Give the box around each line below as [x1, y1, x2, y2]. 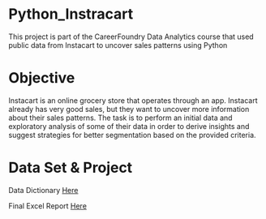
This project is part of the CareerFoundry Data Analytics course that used [8, 32, 254, 41]
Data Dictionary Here [8, 185, 79, 195]
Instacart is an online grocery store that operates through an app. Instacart [8, 95, 258, 105]
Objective [8, 69, 75, 88]
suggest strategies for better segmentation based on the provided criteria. [8, 130, 257, 140]
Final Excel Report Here [8, 200, 88, 211]
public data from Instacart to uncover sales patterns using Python [8, 40, 228, 49]
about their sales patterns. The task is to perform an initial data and [8, 113, 233, 122]
